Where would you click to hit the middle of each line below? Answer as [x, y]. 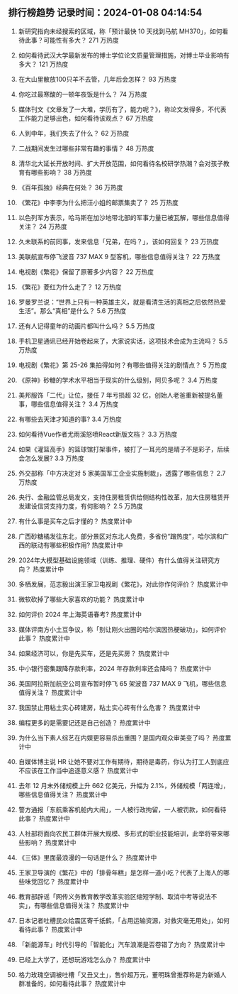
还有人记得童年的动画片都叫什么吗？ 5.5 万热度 [86, 326]
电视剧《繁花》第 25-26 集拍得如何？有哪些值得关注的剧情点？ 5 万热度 [123, 365]
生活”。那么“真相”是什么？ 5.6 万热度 [72, 310]
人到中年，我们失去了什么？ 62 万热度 [74, 133]
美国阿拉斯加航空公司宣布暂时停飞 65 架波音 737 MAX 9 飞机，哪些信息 [123, 683]
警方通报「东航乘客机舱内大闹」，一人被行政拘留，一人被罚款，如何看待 [122, 809]
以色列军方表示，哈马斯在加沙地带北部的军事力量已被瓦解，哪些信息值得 [124, 217]
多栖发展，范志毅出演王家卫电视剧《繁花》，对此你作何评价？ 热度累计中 [123, 584]
